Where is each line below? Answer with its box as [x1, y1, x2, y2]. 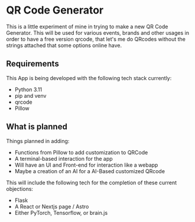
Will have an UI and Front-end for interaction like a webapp [14, 161, 158, 168]
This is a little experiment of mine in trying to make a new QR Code [6, 23, 168, 30]
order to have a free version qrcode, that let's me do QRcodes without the [6, 35, 186, 42]
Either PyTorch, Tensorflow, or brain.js [14, 209, 108, 216]
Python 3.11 [14, 86, 43, 93]
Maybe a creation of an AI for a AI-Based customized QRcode [14, 167, 165, 174]
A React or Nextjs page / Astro [14, 203, 89, 210]
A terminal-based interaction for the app [14, 155, 113, 162]
